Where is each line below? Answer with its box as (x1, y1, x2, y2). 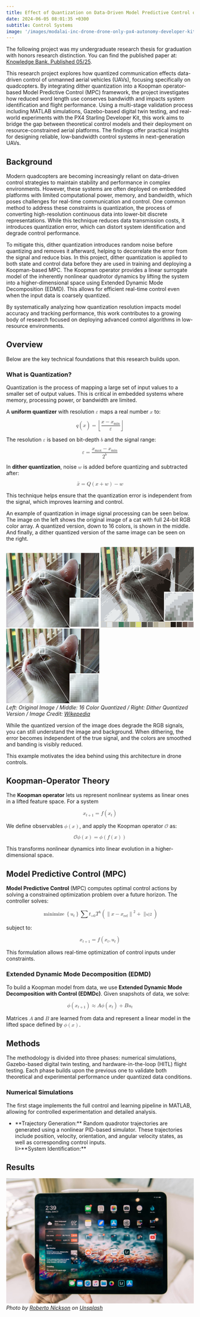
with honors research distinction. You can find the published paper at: (6, 52, 177, 59)
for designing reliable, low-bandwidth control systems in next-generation (6, 133, 186, 140)
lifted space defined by (6, 1021, 63, 1028)
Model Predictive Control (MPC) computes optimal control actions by (6, 885, 177, 892)
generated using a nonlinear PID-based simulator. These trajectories (14, 1126, 183, 1133)
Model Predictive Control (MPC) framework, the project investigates (23, 89, 189, 96)
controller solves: (6, 897, 49, 904)
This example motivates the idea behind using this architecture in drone (6, 752, 182, 760)
